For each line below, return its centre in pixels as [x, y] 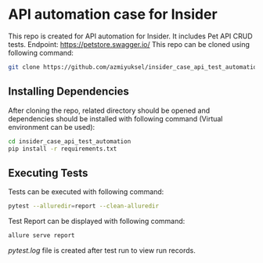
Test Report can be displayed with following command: [97, 222]
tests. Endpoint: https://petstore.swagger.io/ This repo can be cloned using [129, 44]
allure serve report [42, 236]
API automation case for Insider [113, 14]
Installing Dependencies [68, 92]
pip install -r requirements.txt [63, 149]
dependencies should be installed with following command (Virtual [115, 118]
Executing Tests [48, 173]
